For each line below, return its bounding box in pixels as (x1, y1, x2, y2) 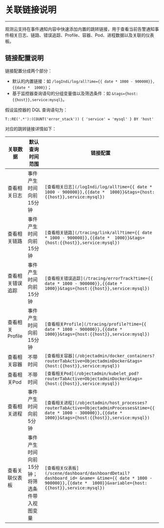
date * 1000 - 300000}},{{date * (44, 410, 123, 415)
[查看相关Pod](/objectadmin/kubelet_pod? (44, 370, 139, 376)
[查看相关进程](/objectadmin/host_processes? (44, 400, 147, 406)
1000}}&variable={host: (92, 480, 147, 486)
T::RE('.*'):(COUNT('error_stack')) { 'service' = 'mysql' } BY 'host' (5, 117, 154, 122)
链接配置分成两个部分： (5, 68, 52, 74)
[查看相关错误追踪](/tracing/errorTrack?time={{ (44, 275, 153, 281)
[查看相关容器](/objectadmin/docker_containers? (44, 353, 155, 359)
